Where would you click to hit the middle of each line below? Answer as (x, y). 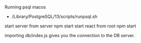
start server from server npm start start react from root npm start (70, 26)
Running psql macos (25, 7)
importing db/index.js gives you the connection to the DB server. (70, 35)
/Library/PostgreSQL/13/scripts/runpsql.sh (55, 16)
